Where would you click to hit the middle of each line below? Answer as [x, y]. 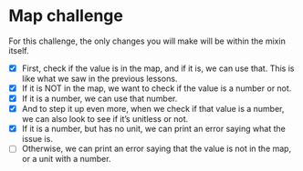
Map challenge [66, 16]
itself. [19, 50]
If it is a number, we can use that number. [99, 99]
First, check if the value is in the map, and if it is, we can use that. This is [158, 68]
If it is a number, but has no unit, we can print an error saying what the [154, 129]
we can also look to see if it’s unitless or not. [105, 119]
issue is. [37, 139]
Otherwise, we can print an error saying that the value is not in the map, [157, 149]
